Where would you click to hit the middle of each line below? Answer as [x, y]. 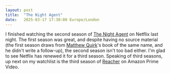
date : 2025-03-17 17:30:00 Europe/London [52, 20]
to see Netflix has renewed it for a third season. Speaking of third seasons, [84, 56]
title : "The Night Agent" [34, 15]
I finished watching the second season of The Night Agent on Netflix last [82, 34]
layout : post [19, 10]
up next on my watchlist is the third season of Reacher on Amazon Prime [82, 62]
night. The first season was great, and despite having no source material [82, 40]
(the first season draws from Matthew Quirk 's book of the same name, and [84, 45]
